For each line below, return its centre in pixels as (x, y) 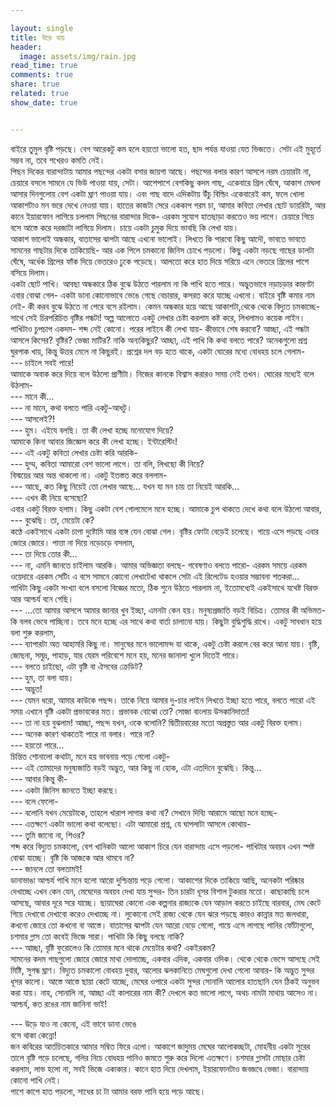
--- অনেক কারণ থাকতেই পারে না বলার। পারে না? (82, 733)
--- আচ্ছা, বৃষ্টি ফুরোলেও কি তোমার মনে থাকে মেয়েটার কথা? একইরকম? (113, 947)
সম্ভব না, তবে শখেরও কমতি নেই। (58, 160)
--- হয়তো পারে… (37, 745)
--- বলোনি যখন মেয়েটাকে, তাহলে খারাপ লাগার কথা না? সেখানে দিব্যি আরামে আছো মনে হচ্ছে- (144, 812)
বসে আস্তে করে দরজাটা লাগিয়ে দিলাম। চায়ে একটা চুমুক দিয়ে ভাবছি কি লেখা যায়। (125, 227)
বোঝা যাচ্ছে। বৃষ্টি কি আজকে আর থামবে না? (72, 857)
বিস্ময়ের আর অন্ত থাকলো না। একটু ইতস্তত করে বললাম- (89, 475)
